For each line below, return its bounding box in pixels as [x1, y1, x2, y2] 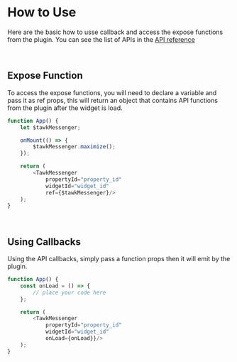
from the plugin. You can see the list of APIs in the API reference [7, 35, 195, 43]
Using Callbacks [7, 236, 82, 248]
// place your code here [33, 289, 106, 296]
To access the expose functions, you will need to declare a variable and [7, 88, 217, 97]
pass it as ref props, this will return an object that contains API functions [7, 96, 219, 104]
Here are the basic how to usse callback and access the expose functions [7, 28, 224, 36]
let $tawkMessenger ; [20, 124, 81, 131]
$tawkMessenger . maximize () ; [33, 143, 116, 150]
